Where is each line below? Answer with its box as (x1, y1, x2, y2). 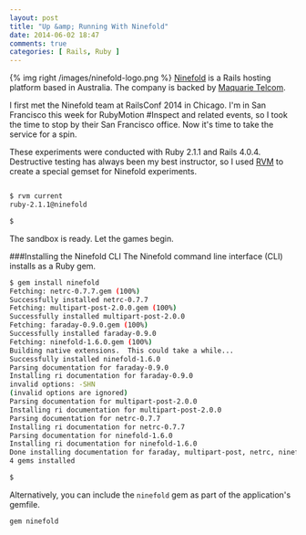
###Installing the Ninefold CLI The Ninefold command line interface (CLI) (9, 250, 284, 261)
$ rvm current (9, 192, 64, 201)
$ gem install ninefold (9, 278, 100, 288)
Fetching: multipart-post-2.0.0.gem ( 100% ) (9, 303, 178, 313)
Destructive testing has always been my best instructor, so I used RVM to (9, 156, 284, 167)
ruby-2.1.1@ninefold (9, 200, 88, 209)
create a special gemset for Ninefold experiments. (9, 166, 198, 177)
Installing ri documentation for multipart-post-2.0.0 (9, 405, 222, 414)
